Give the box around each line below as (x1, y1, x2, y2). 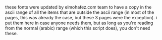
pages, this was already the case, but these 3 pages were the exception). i (5, 15, 157, 20)
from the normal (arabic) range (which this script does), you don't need (5, 25, 151, 31)
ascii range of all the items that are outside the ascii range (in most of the (5, 9, 155, 15)
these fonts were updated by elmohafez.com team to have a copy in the (5, 4, 152, 10)
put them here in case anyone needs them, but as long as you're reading (5, 20, 154, 26)
